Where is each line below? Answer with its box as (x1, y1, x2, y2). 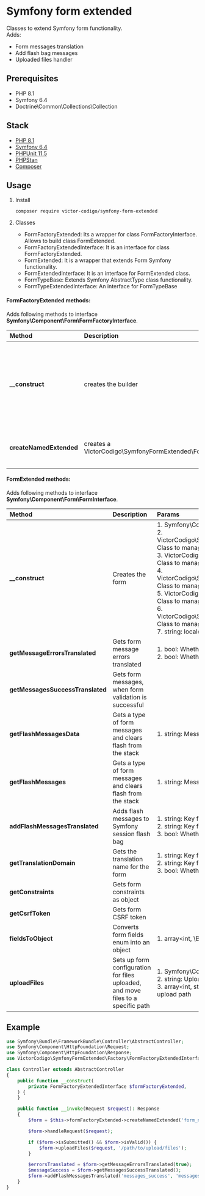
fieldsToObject (9, 934, 53, 943)
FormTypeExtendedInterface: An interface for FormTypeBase (24, 283, 178, 290)
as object (112, 895, 139, 903)
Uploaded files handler (15, 56, 73, 63)
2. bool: (156, 652, 179, 661)
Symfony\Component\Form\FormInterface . (6, 495, 118, 503)
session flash (112, 830, 151, 838)
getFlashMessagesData (9, 729, 80, 738)
